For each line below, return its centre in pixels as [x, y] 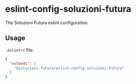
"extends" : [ [23, 63]
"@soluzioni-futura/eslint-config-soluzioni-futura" [69, 68]
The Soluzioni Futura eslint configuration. [47, 23]
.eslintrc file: [19, 50]
